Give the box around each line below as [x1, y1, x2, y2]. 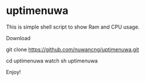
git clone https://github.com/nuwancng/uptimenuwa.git [6, 45, 139, 53]
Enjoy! [6, 68, 22, 75]
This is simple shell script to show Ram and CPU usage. [6, 23, 140, 30]
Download [6, 34, 31, 41]
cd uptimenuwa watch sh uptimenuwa [6, 57, 98, 64]
